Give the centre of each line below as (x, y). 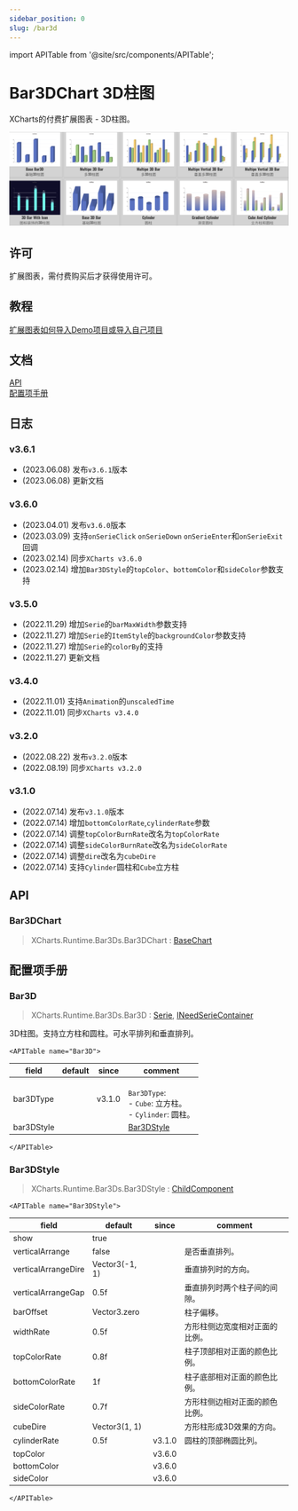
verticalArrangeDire (49, 1269)
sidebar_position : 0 (47, 19)
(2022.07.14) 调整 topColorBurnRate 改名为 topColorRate (121, 833)
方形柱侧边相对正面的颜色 (231, 1401)
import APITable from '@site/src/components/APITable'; (112, 54)
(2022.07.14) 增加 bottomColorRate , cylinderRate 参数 (116, 822)
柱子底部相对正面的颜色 (227, 1376)
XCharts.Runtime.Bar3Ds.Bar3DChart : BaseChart (122, 940)
